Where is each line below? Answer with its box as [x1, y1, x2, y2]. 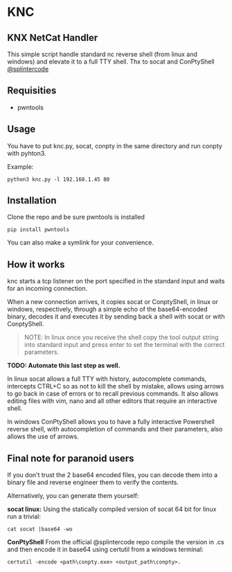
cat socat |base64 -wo [7, 526, 73, 533]
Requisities [7, 84, 57, 97]
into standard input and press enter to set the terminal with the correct [24, 341, 225, 349]
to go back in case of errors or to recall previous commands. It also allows [7, 389, 219, 398]
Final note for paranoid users [7, 452, 134, 464]
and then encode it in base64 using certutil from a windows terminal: [7, 545, 204, 554]
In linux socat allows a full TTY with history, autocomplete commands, [7, 375, 207, 383]
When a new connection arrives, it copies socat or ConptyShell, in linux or [7, 298, 218, 306]
